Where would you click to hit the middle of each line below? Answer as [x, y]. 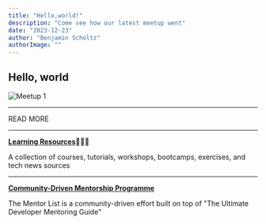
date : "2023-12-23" [40, 30]
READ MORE [28, 119]
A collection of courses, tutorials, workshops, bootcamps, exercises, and [127, 157]
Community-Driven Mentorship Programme [82, 188]
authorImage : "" [35, 45]
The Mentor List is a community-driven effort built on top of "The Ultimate [129, 203]
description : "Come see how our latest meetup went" [97, 23]
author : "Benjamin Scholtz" [55, 38]
